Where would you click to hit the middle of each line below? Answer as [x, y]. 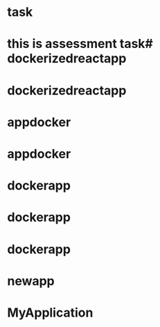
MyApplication [50, 312]
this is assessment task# [80, 44]
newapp [31, 281]
